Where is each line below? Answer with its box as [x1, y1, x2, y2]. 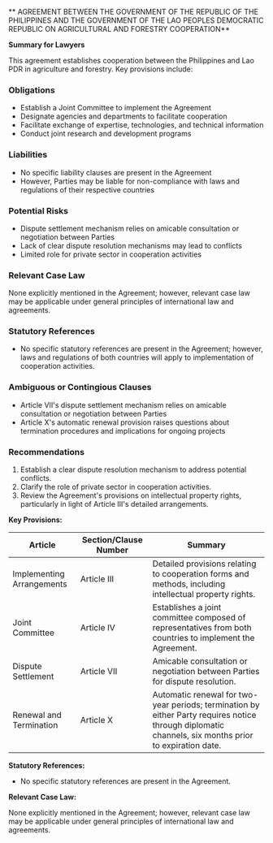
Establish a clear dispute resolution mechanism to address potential [19, 465, 247, 474]
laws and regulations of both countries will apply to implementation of [19, 352, 254, 362]
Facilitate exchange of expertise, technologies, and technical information [19, 120, 264, 130]
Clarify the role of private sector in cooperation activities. [19, 482, 212, 492]
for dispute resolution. [152, 676, 236, 687]
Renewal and [12, 710, 63, 721]
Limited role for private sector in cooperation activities [19, 249, 201, 259]
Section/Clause [81, 534, 144, 546]
